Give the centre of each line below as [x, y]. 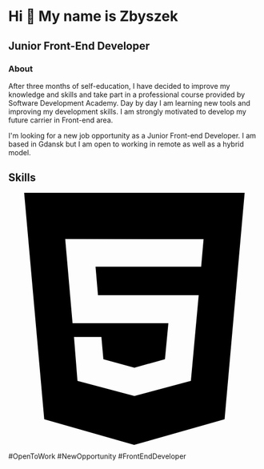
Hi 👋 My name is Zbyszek [93, 16]
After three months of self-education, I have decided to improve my [119, 86]
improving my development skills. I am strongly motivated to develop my [127, 111]
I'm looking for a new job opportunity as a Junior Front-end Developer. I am [132, 135]
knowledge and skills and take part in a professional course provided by [127, 94]
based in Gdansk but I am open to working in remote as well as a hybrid [126, 144]
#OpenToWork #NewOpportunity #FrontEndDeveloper [97, 456]
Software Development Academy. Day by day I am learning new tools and [129, 102]
